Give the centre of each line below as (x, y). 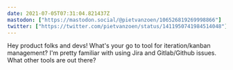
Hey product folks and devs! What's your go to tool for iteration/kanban (109, 46)
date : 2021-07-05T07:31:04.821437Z (59, 13)
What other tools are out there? (52, 60)
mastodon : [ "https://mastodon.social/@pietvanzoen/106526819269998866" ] (114, 20)
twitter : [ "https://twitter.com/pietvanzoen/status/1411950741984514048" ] (118, 26)
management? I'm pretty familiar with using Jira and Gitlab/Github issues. (112, 53)
